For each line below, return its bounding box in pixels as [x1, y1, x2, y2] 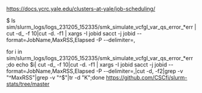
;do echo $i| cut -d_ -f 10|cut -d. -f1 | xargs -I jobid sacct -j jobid [6, 61, 167, 68]
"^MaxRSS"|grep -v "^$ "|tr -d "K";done [6, 74, 105, 81]
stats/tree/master [6, 80, 50, 88]
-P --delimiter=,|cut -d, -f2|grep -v [96, 67, 184, 75]
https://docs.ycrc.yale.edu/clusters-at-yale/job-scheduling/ [6, 5, 156, 12]
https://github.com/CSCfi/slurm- [106, 74, 187, 81]
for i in [6, 48, 23, 55]
